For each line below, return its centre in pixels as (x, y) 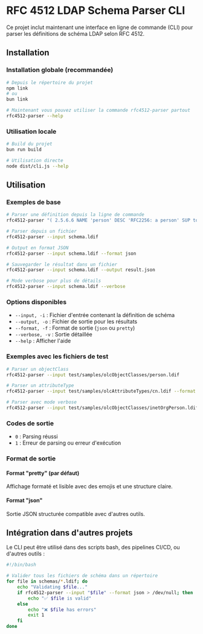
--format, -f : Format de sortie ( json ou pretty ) (75, 328)
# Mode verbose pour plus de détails (54, 281)
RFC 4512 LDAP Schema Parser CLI (96, 11)
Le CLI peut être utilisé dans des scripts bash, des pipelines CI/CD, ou (93, 547)
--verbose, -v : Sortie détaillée (53, 335)
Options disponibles (37, 302)
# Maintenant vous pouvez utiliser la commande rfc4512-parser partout (98, 110)
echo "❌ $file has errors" (62, 609)
